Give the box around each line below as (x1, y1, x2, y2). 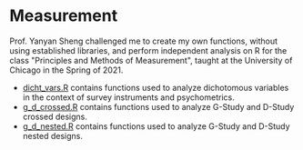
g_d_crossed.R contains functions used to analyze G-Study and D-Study (22, 101, 295, 112)
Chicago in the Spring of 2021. (9, 65, 124, 75)
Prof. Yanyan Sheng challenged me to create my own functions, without (9, 35, 278, 46)
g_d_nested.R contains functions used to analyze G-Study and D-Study (22, 120, 290, 132)
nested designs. (22, 130, 84, 141)
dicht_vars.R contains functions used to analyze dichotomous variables (22, 82, 289, 93)
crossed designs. (22, 111, 88, 122)
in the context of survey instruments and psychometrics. (22, 92, 235, 103)
